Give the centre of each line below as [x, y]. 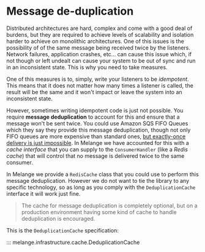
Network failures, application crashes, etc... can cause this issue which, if [99, 54]
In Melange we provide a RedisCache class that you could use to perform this [102, 174]
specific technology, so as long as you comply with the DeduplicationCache [101, 187]
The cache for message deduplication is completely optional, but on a [109, 206]
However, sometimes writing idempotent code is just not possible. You [95, 110]
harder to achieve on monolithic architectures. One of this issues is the [95, 41]
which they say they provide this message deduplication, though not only [99, 130]
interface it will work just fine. [43, 193]
